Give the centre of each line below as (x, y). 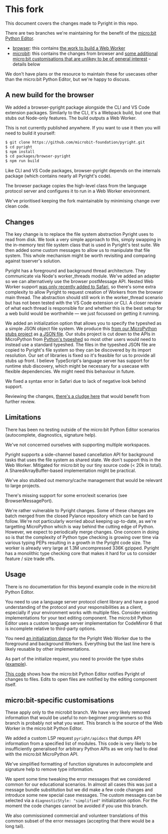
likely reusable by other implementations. (48, 649)
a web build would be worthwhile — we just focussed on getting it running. (82, 313)
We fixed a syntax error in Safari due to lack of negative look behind (76, 381)
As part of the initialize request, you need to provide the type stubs (74, 659)
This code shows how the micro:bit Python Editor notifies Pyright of (75, 674)
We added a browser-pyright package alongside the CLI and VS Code (77, 107)
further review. (20, 401)
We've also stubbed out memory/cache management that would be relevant (84, 480)
